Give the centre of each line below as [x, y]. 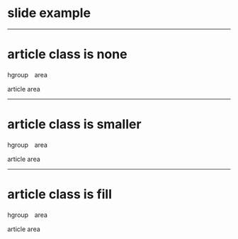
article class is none [67, 54]
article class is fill [59, 194]
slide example [49, 13]
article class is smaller [74, 124]
